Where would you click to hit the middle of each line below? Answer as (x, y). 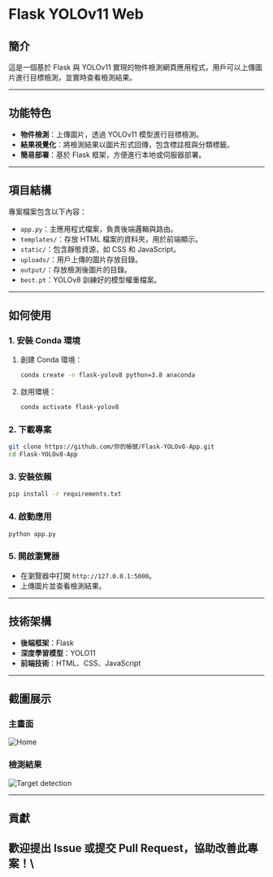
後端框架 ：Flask (47, 643)
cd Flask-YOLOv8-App (43, 455)
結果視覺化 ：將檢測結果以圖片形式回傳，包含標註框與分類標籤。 (127, 144)
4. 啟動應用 (30, 517)
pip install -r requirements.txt (65, 494)
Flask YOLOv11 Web (76, 14)
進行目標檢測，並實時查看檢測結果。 (76, 77)
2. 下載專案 (30, 430)
